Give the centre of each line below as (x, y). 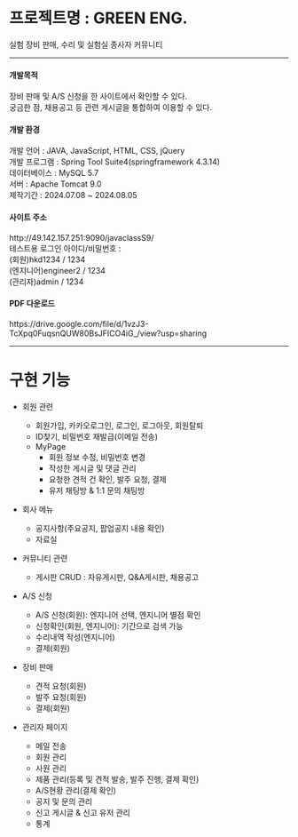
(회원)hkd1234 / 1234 (47, 259)
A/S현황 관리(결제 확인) (76, 790)
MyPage (51, 446)
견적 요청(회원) (61, 686)
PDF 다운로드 (32, 304)
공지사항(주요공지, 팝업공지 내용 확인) (100, 528)
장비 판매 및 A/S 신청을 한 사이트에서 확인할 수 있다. (98, 96)
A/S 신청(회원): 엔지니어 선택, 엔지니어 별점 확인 (118, 615)
